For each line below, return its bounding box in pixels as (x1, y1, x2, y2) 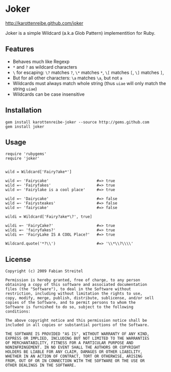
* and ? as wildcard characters (12, 64, 78, 70)
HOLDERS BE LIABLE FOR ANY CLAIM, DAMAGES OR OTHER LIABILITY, (5, 349, 143, 355)
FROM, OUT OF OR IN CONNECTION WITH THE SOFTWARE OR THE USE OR (5, 358, 145, 364)
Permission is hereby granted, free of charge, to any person (5, 278, 140, 283)
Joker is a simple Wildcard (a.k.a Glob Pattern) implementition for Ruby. (5, 30, 156, 36)
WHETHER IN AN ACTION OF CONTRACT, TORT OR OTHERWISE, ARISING (5, 354, 143, 359)
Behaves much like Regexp (12, 58, 70, 65)
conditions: (5, 309, 31, 314)
